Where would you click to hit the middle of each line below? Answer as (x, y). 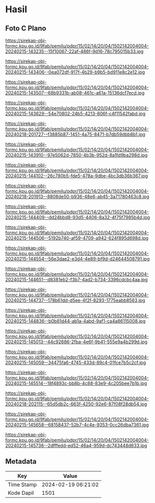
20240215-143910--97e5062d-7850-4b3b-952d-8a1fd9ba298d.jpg (76, 155)
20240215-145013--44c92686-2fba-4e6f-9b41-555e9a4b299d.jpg (76, 342)
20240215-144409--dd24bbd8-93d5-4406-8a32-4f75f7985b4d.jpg (78, 217)
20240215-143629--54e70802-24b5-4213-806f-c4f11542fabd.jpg (75, 114)
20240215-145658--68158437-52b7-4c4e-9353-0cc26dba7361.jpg (77, 425)
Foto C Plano (26, 28)
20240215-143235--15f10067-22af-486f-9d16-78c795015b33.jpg (74, 51)
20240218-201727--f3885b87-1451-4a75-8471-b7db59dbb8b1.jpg (75, 134)
